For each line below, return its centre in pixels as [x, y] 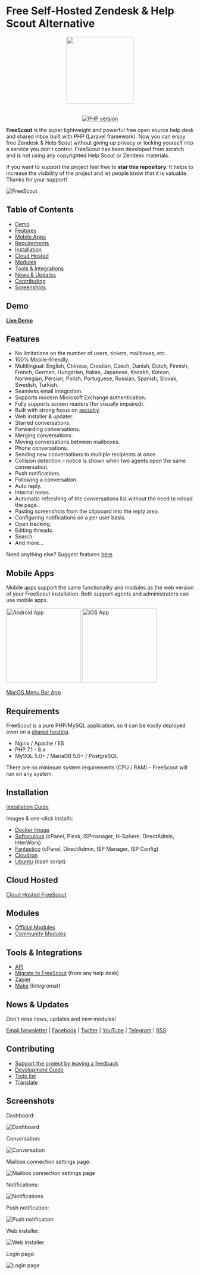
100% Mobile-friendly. [42, 360]
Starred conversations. [43, 423]
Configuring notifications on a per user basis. [70, 518]
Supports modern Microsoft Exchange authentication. [81, 397]
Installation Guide [27, 807]
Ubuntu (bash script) [40, 862]
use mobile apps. [27, 600]
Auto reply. [28, 486]
